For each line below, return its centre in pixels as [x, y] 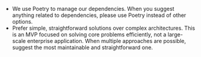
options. [22, 22]
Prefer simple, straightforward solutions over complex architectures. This [104, 28]
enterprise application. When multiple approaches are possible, [107, 41]
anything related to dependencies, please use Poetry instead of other [99, 15]
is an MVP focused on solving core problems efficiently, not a [89, 35]
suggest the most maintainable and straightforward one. [83, 47]
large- [175, 35]
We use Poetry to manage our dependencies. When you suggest [93, 9]
